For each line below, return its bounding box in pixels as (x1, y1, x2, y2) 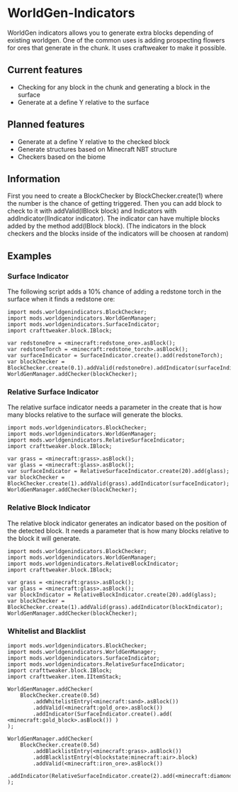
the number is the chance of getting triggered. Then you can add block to (7, 199, 222, 208)
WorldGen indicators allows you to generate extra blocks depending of (7, 28, 214, 37)
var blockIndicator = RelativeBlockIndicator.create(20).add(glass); (7, 591, 217, 598)
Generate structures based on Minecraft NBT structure (17, 145, 177, 153)
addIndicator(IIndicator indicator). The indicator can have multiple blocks (7, 214, 220, 223)
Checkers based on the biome (17, 152, 106, 161)
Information (7, 172, 61, 185)
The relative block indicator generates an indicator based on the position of (7, 519, 227, 528)
